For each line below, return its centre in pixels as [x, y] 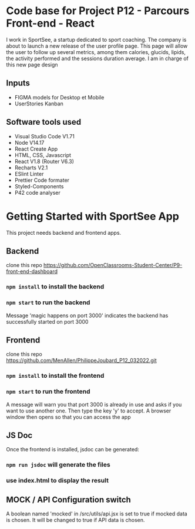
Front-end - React [51, 23]
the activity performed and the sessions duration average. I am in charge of [97, 58]
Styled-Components [39, 186]
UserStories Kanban [39, 104]
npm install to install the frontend [55, 376]
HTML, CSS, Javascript [43, 155]
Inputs [18, 83]
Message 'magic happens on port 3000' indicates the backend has [87, 315]
